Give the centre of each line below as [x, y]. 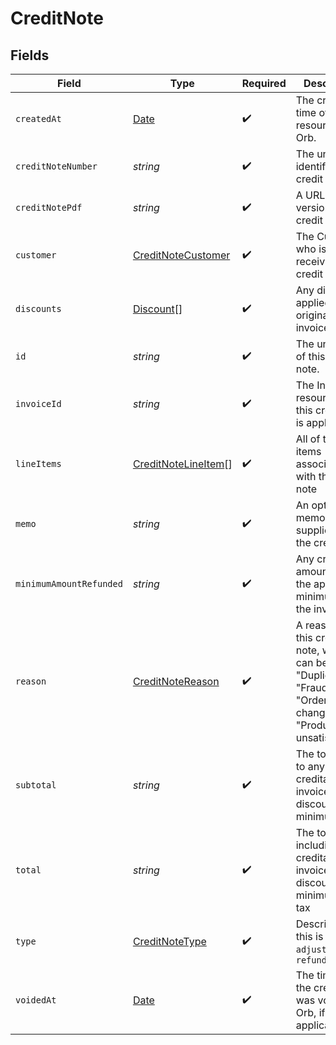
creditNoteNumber [56, 166]
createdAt [38, 118]
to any [310, 766]
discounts [38, 308]
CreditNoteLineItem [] [182, 464]
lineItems [38, 463]
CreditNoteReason [176, 681]
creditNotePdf [49, 207]
